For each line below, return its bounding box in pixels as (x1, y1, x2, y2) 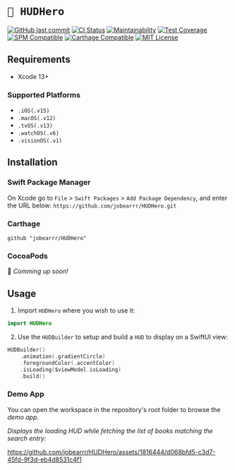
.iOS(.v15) (17, 107, 50, 114)
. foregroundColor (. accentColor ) (20, 359, 115, 366)
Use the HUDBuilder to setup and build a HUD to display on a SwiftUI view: (17, 333, 228, 342)
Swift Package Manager (7, 178, 91, 188)
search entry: (7, 434, 47, 442)
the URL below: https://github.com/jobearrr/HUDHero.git (7, 201, 177, 210)
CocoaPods (7, 251, 48, 260)
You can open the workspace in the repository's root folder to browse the (7, 405, 221, 414)
